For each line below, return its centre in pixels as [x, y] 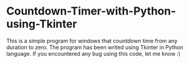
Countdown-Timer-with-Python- [91, 11]
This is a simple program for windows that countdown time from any [92, 41]
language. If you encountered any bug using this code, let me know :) [94, 53]
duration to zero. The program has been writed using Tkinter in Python [95, 47]
